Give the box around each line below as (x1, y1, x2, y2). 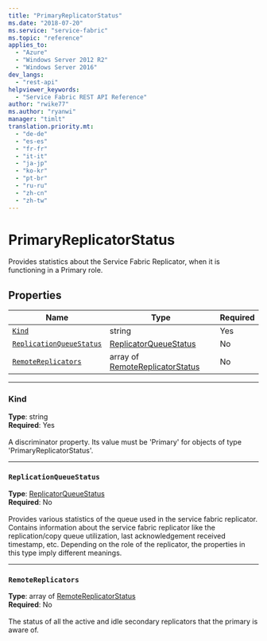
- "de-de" (15, 130, 48, 138)
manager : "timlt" (8, 115, 66, 123)
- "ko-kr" (15, 167, 48, 175)
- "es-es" (15, 137, 48, 146)
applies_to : (8, 41, 48, 49)
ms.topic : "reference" (8, 33, 83, 42)
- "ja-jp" (15, 160, 48, 168)
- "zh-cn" (15, 188, 48, 197)
